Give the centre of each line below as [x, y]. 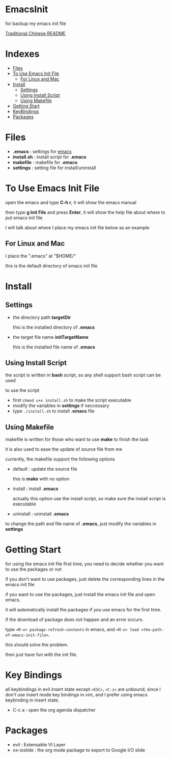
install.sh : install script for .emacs [49, 157]
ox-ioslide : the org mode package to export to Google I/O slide [79, 750]
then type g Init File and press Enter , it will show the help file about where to [85, 212]
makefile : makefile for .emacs [45, 162]
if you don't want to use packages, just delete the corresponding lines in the [85, 579]
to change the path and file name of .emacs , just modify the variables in [81, 524]
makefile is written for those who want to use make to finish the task [77, 440]
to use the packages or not [34, 570]
